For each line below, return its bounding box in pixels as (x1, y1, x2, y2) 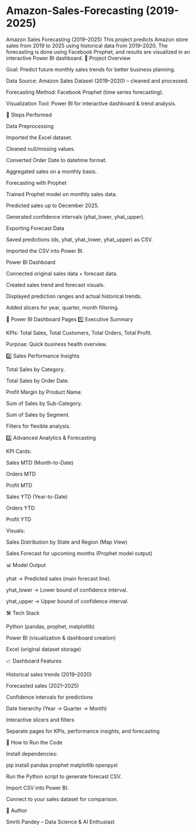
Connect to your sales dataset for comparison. (6, 795, 118, 802)
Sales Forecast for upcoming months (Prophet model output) (6, 550, 153, 557)
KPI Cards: (6, 448, 32, 455)
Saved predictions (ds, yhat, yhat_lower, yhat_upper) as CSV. (6, 236, 153, 243)
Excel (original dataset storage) (6, 645, 81, 653)
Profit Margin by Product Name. (6, 388, 82, 396)
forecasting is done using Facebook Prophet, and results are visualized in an (6, 48, 190, 55)
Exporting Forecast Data (6, 224, 64, 232)
